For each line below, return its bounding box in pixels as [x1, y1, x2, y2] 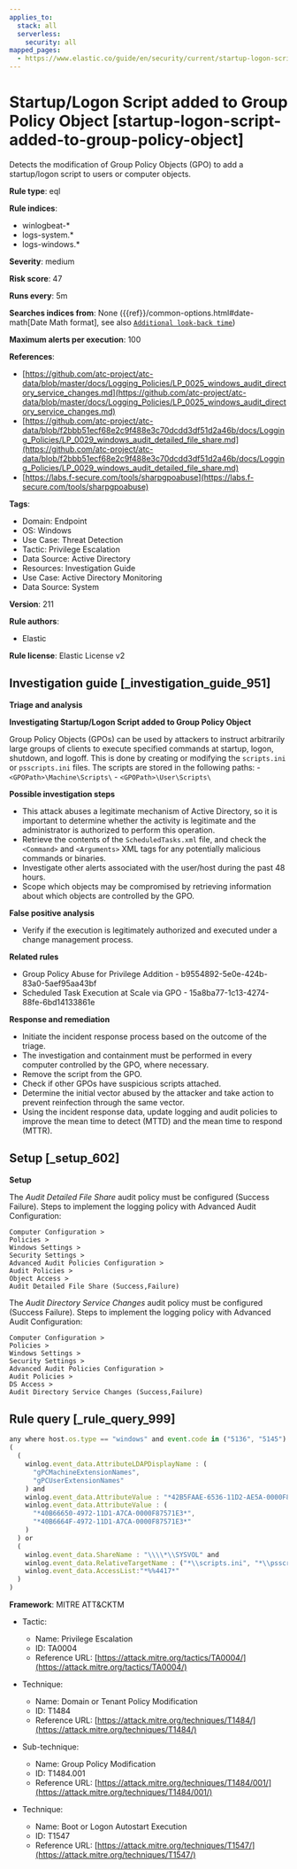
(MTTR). [21, 1125, 53, 1136]
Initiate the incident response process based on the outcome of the [21, 1031, 267, 1042]
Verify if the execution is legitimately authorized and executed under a [21, 925, 278, 935]
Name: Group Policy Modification [34, 1759, 156, 1769]
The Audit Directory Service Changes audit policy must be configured [9, 1297, 263, 1307]
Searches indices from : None [9, 307, 118, 318]
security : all [25, 37, 77, 47]
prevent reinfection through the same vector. [21, 1097, 186, 1107]
